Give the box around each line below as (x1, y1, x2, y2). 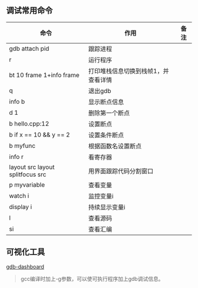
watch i (9, 191, 29, 200)
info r (9, 153, 24, 161)
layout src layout (9, 163, 55, 171)
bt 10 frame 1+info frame (9, 71, 80, 79)
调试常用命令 (6, 5, 53, 16)
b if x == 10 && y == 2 (9, 130, 70, 138)
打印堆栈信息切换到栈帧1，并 (88, 67, 169, 75)
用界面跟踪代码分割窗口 (88, 167, 154, 175)
